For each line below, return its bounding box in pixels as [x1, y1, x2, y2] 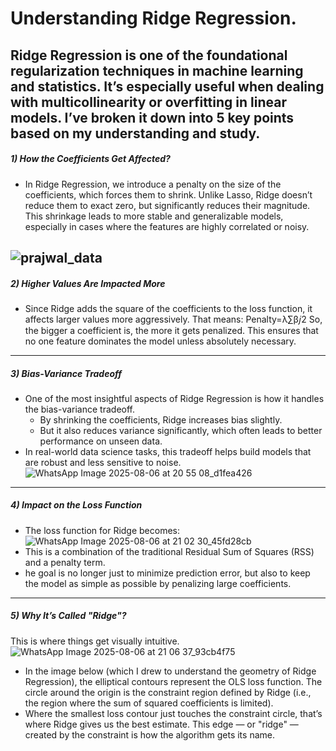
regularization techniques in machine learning [10, 62, 304, 79]
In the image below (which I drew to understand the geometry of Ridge [24, 665, 317, 677]
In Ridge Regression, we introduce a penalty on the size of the [24, 178, 282, 190]
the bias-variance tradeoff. [24, 403, 135, 415]
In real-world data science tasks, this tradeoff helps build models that [24, 445, 312, 457]
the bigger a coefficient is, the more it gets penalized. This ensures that [24, 324, 319, 336]
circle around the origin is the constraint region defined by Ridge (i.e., [24, 686, 312, 698]
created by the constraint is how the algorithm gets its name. [24, 728, 275, 741]
